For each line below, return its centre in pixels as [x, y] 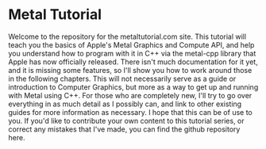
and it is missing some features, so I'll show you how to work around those [130, 70]
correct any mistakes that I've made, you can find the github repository [124, 129]
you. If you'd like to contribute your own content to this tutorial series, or [126, 120]
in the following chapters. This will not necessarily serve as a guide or [122, 78]
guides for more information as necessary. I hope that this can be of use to [130, 112]
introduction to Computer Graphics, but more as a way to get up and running [133, 87]
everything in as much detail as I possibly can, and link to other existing [125, 104]
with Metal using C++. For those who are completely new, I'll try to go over [130, 95]
